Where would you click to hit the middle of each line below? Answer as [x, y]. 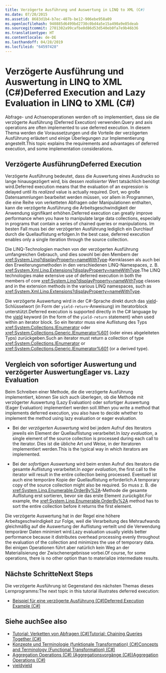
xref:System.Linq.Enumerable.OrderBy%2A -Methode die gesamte [80, 490]
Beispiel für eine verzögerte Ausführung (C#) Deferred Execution [78, 601]
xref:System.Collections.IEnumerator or [45, 343]
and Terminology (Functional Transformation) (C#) [64, 649]
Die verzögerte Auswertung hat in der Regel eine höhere [63, 516]
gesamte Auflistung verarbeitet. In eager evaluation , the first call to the [84, 469]
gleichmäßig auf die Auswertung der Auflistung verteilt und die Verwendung [83, 527]
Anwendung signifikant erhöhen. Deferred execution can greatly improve [79, 213]
